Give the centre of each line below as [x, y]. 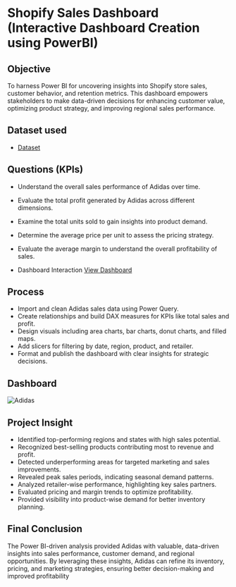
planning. [31, 507]
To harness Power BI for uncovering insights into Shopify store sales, [107, 86]
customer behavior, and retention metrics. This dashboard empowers [108, 93]
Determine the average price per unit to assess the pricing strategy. [116, 235]
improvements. [39, 469]
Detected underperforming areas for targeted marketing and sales [113, 462]
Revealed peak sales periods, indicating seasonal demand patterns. [116, 477]
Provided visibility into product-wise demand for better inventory [111, 500]
